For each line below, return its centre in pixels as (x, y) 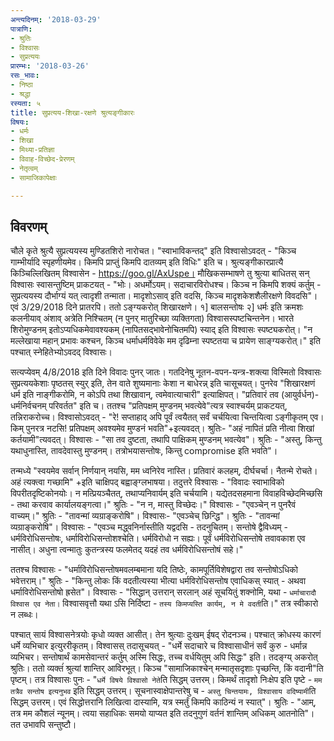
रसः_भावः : (25, 76)
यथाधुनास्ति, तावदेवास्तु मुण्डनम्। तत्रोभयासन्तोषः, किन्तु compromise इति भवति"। (144, 451)
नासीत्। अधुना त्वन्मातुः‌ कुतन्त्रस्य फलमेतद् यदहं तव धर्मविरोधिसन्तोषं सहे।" (127, 550)
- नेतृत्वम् (24, 168)
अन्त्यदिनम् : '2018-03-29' (56, 19)
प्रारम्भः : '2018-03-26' (50, 66)
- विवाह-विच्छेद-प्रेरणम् (42, 159)
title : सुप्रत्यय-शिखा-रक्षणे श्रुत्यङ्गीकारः (72, 112)
